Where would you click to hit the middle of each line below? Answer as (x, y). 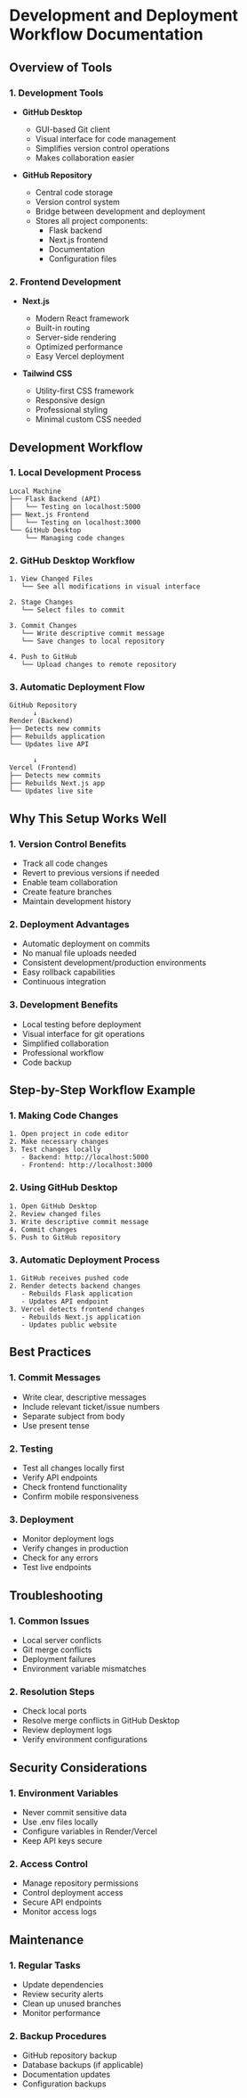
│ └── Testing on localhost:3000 (75, 522)
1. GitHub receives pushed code (69, 1279)
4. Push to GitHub (43, 657)
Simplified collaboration (65, 1043)
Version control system (77, 202)
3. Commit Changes (43, 626)
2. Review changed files (55, 1214)
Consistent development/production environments (114, 963)
